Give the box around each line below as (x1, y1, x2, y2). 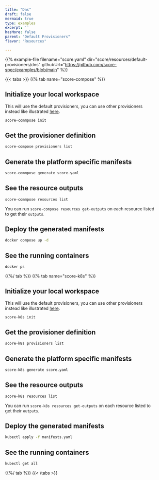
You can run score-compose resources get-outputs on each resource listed (5, 205, 155, 212)
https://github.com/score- (64, 61, 117, 67)
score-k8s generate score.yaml (5, 368, 68, 372)
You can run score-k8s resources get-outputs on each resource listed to (5, 403, 151, 408)
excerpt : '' (5, 25, 29, 30)
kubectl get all (5, 461, 38, 466)
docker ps (5, 264, 25, 269)
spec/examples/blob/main (5, 67, 57, 73)
